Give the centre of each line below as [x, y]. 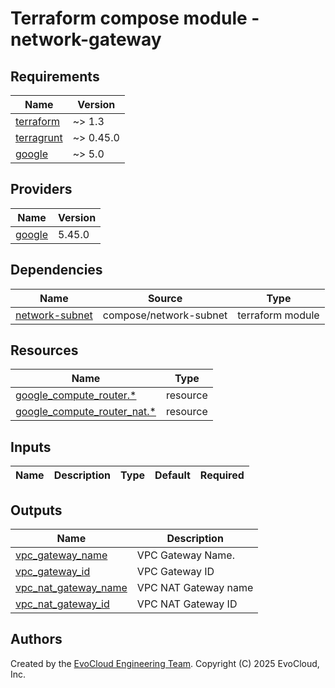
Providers [41, 189]
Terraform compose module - [135, 18]
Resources [44, 350]
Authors [36, 639]
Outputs [36, 510]
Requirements [55, 76]
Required [222, 475]
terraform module [278, 315]
